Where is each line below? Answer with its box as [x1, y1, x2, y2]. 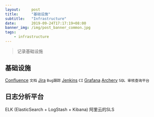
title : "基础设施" [5, 12, 50, 17]
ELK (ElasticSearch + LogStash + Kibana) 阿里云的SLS [5, 106, 115, 112]
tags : [5, 30, 16, 35]
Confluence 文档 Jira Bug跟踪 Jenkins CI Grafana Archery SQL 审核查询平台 [5, 77, 150, 83]
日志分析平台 [5, 93, 44, 101]
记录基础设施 [17, 48, 43, 54]
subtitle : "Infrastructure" [5, 16, 67, 21]
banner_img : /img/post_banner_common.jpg [5, 25, 91, 30]
